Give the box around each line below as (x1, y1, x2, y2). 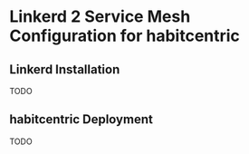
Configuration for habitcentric (9, 25, 240, 46)
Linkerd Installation (9, 62, 120, 77)
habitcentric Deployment (9, 111, 154, 128)
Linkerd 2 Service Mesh (9, 6, 191, 27)
